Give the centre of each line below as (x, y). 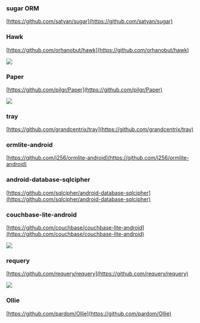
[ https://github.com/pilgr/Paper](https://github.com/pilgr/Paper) (84, 89)
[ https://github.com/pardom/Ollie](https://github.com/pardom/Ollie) (89, 313)
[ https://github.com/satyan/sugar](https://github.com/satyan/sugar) (90, 22)
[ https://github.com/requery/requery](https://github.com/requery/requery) (97, 274)
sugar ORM (23, 8)
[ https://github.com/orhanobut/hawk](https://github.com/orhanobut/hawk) (98, 50)
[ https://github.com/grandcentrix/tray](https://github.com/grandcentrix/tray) (100, 129)
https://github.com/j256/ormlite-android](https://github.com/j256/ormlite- (99, 158)
